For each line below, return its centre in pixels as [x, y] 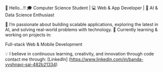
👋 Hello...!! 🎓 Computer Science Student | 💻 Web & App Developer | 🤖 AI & [81, 8]
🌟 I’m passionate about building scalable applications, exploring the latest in [82, 24]
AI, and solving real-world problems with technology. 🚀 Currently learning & [81, 30]
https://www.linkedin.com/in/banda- [107, 59]
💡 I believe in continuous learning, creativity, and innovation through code [80, 54]
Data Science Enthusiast [30, 15]
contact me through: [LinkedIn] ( [38, 59]
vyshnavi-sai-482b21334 [31, 64]
